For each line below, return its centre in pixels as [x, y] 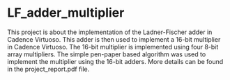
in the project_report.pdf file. [48, 69]
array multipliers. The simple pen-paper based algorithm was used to [107, 54]
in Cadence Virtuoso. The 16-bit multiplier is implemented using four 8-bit [113, 47]
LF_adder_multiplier [66, 13]
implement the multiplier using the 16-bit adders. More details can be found [115, 61]
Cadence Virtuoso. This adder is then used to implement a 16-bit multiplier [114, 39]
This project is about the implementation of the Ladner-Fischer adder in [110, 32]
